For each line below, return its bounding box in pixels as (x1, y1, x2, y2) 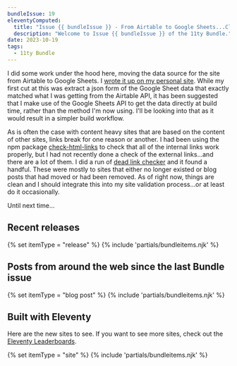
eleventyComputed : (7, 17, 61, 24)
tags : (7, 43, 23, 50)
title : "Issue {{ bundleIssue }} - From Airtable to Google (13, 23, 194, 30)
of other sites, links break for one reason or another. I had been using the (7, 135, 220, 143)
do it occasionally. (7, 188, 60, 196)
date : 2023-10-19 (7, 37, 59, 44)
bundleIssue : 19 (7, 10, 55, 18)
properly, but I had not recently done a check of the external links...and (7, 150, 214, 159)
